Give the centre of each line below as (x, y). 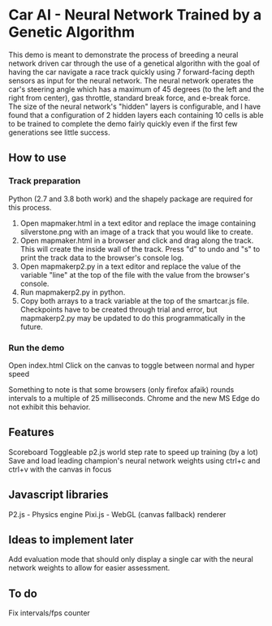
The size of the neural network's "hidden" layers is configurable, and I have (135, 106)
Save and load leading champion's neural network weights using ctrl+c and (134, 460)
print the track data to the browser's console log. (102, 257)
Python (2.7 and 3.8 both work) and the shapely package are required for (131, 199)
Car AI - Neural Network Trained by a (135, 15)
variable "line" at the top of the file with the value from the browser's (135, 274)
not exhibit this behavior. (50, 407)
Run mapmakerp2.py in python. (73, 292)
